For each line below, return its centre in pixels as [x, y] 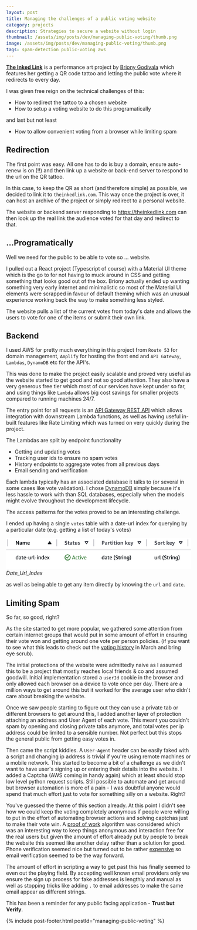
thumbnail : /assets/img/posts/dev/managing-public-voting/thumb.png [91, 37]
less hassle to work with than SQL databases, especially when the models [95, 495]
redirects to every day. [33, 79]
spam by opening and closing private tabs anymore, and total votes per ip [95, 726]
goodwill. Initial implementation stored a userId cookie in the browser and [95, 677]
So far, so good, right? [33, 617]
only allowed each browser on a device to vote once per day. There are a [94, 684]
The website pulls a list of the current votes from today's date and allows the [98, 311]
